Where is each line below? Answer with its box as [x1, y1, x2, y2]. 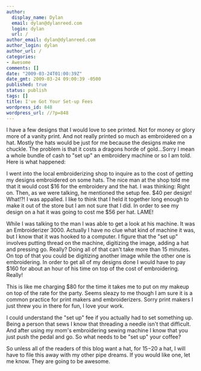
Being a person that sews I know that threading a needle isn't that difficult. [6, 320, 191, 328]
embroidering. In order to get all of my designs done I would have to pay [6, 259, 186, 266]
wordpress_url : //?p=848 [6, 110, 69, 116]
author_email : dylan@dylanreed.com [6, 37, 96, 43]
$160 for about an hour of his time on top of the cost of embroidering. [6, 265, 179, 272]
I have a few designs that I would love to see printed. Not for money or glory [6, 126, 195, 133]
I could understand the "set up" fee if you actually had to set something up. [6, 314, 193, 322]
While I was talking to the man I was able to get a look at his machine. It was [6, 220, 195, 227]
